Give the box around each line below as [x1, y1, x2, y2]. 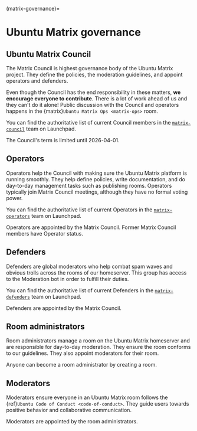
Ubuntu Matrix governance [6, 26, 142, 39]
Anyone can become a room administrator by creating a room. [6, 361, 157, 368]
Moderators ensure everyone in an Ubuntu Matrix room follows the [6, 394, 168, 401]
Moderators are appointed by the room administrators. [6, 418, 138, 425]
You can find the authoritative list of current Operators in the [6, 206, 153, 213]
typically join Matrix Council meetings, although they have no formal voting [6, 188, 188, 195]
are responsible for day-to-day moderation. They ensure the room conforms [6, 344, 191, 351]
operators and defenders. [6, 77, 68, 84]
